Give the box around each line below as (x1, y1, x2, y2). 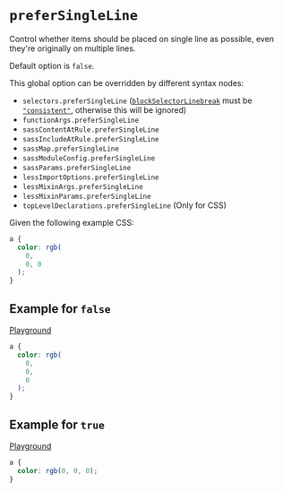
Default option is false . (9, 60, 95, 71)
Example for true (9, 417, 105, 432)
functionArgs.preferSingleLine (21, 116, 140, 125)
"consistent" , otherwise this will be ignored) (21, 104, 187, 115)
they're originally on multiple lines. (9, 43, 136, 54)
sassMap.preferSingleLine (21, 144, 119, 153)
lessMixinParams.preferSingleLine (21, 192, 151, 201)
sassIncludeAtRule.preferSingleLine (21, 134, 159, 143)
